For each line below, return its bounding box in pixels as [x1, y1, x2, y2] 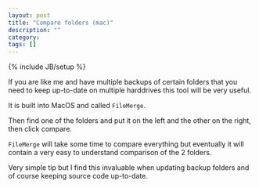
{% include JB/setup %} [8, 62, 86, 71]
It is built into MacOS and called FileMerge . [8, 101, 146, 110]
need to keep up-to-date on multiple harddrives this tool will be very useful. [8, 85, 252, 95]
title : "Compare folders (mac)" [8, 19, 113, 27]
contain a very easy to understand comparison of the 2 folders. [8, 148, 212, 157]
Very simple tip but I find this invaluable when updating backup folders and [8, 163, 250, 172]
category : [8, 33, 41, 42]
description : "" [8, 26, 61, 34]
